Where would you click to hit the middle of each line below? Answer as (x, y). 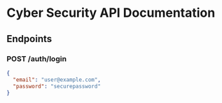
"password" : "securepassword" (57, 86)
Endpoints (29, 39)
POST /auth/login (37, 59)
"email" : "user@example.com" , (57, 80)
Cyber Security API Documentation (111, 13)
